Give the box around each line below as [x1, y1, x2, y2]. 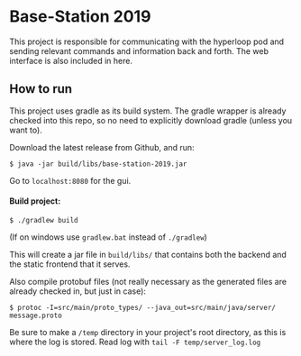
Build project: [9, 196, 61, 206]
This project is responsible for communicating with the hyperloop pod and [9, 36, 285, 47]
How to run [9, 81, 73, 96]
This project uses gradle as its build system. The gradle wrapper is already [9, 105, 287, 116]
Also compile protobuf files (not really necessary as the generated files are [9, 276, 287, 287]
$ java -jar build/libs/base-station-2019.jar [9, 160, 187, 169]
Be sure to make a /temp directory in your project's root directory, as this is [9, 326, 287, 337]
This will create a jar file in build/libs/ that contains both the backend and [9, 249, 287, 260]
